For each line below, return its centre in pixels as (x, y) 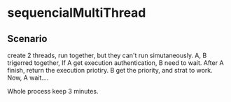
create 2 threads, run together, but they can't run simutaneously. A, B (107, 55)
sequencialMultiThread (77, 13)
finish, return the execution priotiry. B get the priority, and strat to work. (110, 70)
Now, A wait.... (28, 78)
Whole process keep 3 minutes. (53, 91)
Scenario (27, 39)
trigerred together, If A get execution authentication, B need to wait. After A (115, 63)
